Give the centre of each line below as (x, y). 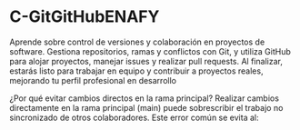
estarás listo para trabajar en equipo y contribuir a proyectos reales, (136, 71)
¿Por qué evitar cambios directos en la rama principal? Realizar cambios (145, 98)
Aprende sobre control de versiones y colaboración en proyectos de (137, 42)
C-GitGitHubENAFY (85, 17)
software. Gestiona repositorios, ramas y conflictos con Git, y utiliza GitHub (150, 51)
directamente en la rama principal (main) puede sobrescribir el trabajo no (146, 107)
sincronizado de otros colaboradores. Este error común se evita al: (134, 117)
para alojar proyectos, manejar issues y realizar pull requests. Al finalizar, (146, 61)
